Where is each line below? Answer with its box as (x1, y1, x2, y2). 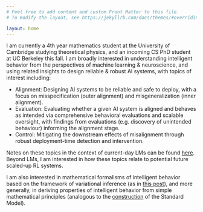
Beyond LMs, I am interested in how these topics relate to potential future (6, 156, 188, 163)
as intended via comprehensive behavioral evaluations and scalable (14, 111, 184, 119)
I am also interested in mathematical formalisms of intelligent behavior (6, 174, 181, 181)
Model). (6, 199, 26, 207)
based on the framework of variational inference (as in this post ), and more (6, 180, 193, 188)
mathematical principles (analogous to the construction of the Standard (6, 193, 184, 200)
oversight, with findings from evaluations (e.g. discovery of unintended (14, 118, 192, 125)
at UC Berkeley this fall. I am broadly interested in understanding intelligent (6, 55, 193, 62)
